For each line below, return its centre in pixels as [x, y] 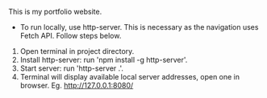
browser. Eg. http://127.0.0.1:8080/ [77, 85]
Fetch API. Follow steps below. [71, 36]
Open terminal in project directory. [77, 51]
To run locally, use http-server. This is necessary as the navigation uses [139, 27]
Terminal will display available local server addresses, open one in [130, 77]
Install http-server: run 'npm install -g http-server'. [104, 60]
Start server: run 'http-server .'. [71, 68]
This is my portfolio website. [55, 12]
